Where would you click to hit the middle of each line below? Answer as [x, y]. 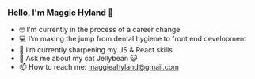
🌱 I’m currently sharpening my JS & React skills [96, 50]
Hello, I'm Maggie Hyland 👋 [61, 13]
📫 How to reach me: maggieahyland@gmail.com [99, 67]
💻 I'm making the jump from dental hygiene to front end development [133, 39]
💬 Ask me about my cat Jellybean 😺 [78, 59]
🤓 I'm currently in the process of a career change [99, 30]
